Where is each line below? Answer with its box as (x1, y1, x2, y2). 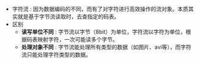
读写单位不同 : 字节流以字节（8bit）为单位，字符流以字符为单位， (21, 28, 186, 35)
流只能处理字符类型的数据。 (21, 51, 92, 58)
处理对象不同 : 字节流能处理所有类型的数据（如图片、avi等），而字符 (21, 43, 191, 51)
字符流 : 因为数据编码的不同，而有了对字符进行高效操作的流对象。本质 (12, 5, 188, 12)
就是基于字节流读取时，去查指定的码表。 (17, 13, 120, 20)
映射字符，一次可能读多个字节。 (37, 36, 118, 43)
